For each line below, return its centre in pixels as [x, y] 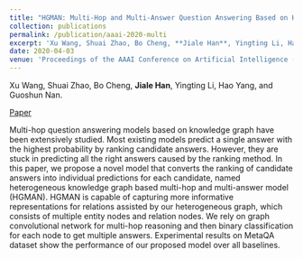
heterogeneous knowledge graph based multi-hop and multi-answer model [149, 187]
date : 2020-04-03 [42, 51]
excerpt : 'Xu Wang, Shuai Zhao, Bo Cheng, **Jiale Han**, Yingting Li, [147, 43]
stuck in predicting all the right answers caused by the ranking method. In [146, 158]
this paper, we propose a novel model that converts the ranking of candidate [151, 168]
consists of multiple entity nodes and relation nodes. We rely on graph [140, 216]
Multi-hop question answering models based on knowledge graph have [142, 130]
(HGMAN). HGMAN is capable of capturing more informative [122, 197]
